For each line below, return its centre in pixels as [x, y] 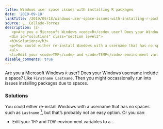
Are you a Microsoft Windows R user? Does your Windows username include [81, 73]
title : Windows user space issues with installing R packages [69, 9]
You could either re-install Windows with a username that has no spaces [77, 106]
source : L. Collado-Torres [32, 23]
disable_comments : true [29, 59]
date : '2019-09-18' [25, 14]
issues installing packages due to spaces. [47, 83]
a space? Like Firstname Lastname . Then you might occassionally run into [78, 78]
